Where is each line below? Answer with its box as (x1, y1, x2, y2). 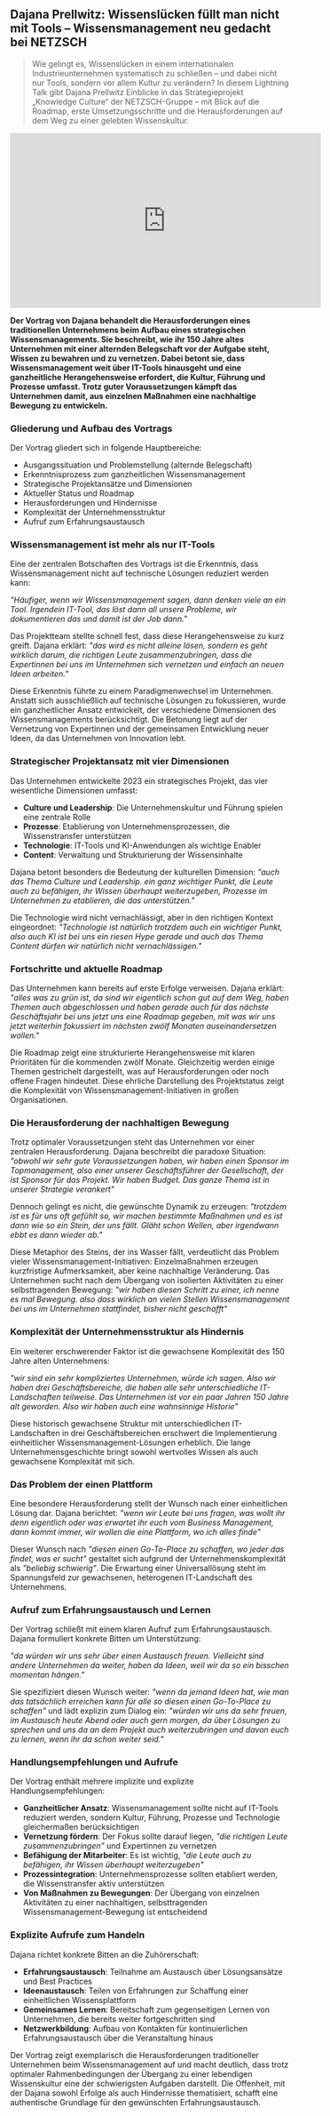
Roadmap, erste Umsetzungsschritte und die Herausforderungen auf (31, 106, 283, 116)
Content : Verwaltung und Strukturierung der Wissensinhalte (22, 849, 243, 860)
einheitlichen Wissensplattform (22, 1994, 137, 2005)
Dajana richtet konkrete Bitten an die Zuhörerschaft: (10, 1949, 200, 1960)
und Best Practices (22, 1976, 92, 1986)
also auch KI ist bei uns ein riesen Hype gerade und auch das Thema (10, 930, 263, 941)
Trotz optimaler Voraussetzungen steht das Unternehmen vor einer (10, 1137, 255, 1147)
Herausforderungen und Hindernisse (22, 498, 158, 508)
